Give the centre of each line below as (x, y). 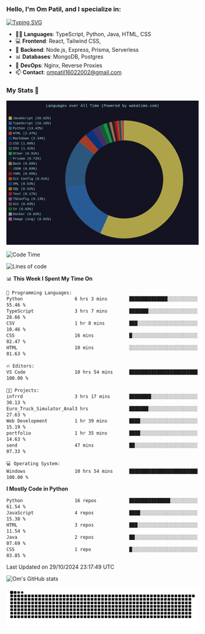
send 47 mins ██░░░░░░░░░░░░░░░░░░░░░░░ (102, 445)
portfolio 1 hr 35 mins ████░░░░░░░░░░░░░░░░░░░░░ (102, 433)
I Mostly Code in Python (37, 488)
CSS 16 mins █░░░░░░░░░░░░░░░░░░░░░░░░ (102, 335)
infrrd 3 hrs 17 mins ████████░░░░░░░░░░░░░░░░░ (102, 396)
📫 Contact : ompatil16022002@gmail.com (68, 73)
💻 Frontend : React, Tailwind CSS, (58, 41)
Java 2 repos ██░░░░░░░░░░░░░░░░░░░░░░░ (102, 537)
